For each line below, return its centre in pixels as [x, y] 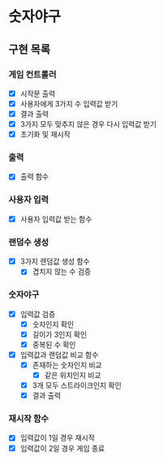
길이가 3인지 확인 [60, 334]
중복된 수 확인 [54, 344]
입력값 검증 [38, 314]
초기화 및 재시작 [45, 134]
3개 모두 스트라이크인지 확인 [77, 385]
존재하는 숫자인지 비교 [67, 365]
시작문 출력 [38, 94]
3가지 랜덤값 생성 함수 [55, 262]
